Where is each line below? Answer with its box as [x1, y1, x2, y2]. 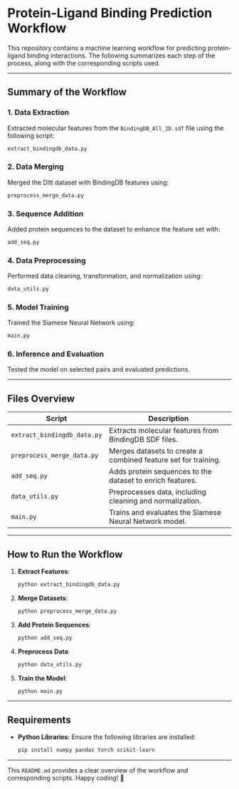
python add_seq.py [17, 634, 73, 642]
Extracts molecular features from [109, 426, 219, 436]
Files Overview [7, 392, 75, 404]
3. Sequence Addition [7, 209, 84, 219]
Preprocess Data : [17, 647, 70, 656]
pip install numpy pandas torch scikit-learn [17, 746, 155, 754]
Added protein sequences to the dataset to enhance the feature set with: [7, 224, 221, 233]
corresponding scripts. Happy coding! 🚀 [7, 774, 124, 783]
